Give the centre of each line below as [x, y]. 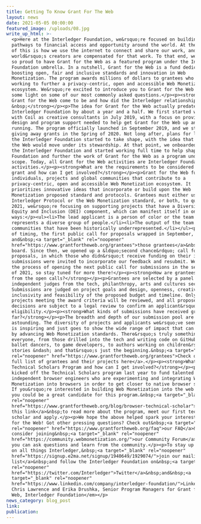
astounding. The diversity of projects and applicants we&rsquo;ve [98, 323]
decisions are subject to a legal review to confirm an [83, 306]
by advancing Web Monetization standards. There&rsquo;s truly [92, 334]
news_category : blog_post [38, 500]
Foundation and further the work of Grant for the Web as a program [99, 156]
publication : [22, 511]
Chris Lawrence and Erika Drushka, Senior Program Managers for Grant [101, 490]
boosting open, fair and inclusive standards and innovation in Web [99, 73]
